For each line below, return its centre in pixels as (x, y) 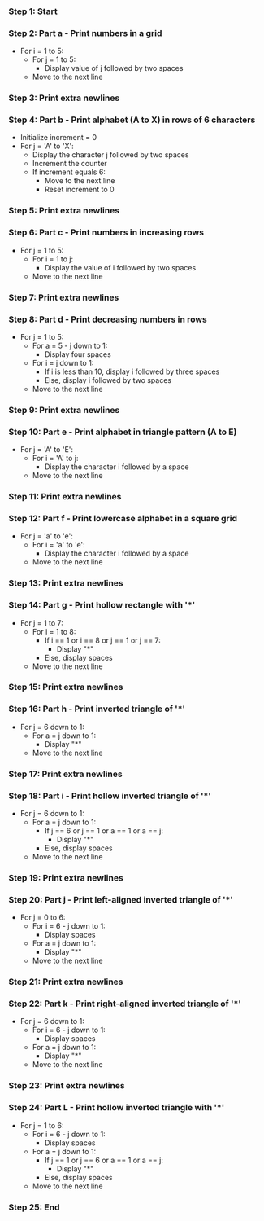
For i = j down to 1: (63, 362)
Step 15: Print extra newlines (66, 687)
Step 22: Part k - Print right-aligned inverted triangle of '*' (125, 1004)
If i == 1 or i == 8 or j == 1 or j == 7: (102, 640)
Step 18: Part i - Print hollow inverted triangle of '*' (110, 796)
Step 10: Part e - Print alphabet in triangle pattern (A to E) (123, 432)
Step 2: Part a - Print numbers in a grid (85, 33)
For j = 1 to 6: (42, 1125)
